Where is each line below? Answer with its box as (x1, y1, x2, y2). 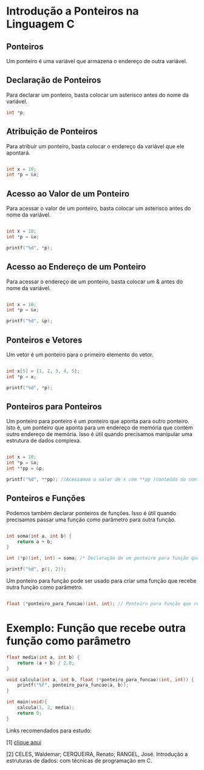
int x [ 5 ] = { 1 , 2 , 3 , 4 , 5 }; (6, 368, 80, 374)
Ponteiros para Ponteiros (6, 401, 102, 412)
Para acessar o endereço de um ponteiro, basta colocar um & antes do (6, 278, 183, 285)
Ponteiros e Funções (6, 493, 86, 504)
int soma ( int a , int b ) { (6, 533, 72, 539)
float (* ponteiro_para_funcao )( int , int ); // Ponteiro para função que (6, 601, 191, 607)
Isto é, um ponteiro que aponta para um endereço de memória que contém (6, 424, 193, 431)
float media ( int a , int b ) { (6, 654, 80, 661)
